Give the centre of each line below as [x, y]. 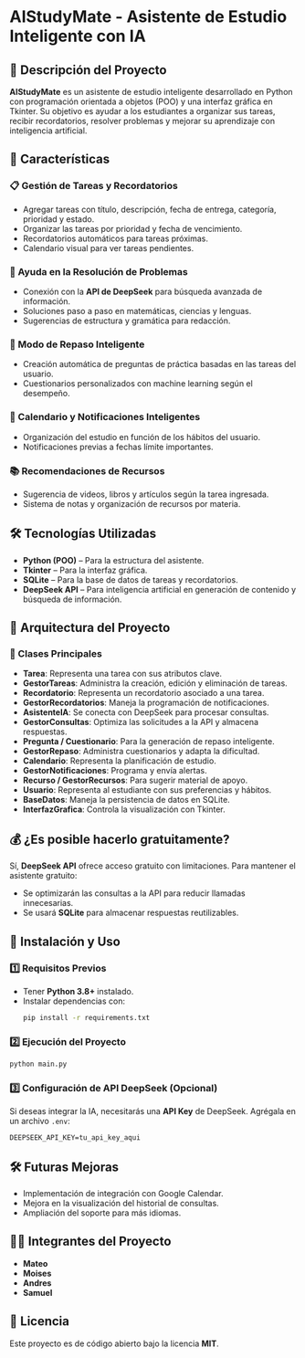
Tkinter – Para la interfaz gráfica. [85, 570]
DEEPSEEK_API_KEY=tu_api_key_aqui [75, 1138]
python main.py [38, 1064]
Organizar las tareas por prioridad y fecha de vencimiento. [132, 228]
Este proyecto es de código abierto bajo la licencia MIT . [114, 1343]
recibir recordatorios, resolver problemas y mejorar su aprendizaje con [142, 121]
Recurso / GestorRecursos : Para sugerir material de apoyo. [135, 780]
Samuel [37, 1292]
